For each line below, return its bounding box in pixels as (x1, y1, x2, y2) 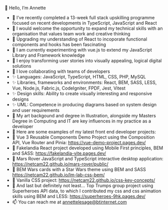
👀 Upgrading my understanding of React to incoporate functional (12, 36, 147, 42)
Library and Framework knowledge (12, 52, 86, 58)
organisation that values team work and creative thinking (12, 31, 131, 36)
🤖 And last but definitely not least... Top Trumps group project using (12, 183, 154, 188)
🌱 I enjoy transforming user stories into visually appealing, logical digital (12, 58, 162, 63)
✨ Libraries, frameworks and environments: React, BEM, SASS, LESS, (12, 79, 157, 86)
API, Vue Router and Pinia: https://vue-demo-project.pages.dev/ (12, 140, 146, 145)
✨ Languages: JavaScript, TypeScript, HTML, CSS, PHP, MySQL (12, 74, 146, 79)
